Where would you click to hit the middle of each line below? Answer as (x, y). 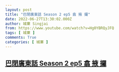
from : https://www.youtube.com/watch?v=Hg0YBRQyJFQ (59, 28)
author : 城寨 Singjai (27, 24)
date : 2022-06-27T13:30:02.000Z (38, 19)
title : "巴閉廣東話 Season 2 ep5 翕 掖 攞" (48, 14)
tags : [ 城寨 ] (20, 33)
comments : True (21, 38)
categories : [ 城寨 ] (27, 42)
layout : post (19, 10)
